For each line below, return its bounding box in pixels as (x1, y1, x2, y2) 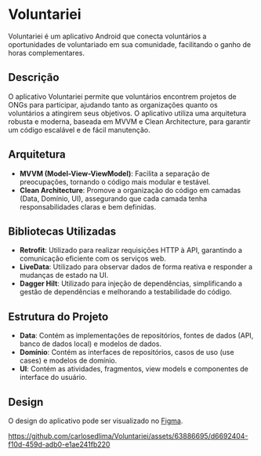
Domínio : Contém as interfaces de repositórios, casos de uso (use (19, 348, 234, 357)
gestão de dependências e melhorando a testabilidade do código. (19, 287, 233, 297)
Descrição (8, 71, 60, 84)
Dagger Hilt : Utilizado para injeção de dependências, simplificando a (19, 279, 243, 288)
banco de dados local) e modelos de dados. (19, 339, 162, 348)
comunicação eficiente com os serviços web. (19, 254, 167, 264)
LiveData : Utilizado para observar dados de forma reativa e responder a (19, 262, 253, 272)
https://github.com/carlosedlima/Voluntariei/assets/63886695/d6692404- (8, 432, 248, 440)
